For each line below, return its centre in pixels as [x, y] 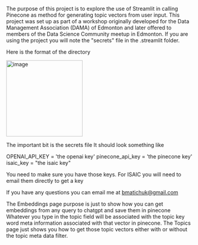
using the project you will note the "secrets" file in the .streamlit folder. [93, 40]
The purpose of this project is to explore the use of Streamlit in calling [92, 9]
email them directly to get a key [45, 181]
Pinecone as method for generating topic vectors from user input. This [93, 15]
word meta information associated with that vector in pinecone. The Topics [99, 223]
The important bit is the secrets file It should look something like [85, 145]
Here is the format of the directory [48, 52]
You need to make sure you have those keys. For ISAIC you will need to [94, 174]
